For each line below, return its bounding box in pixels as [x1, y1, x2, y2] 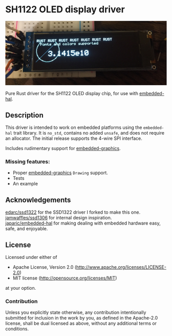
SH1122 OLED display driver [5, 4, 125, 15]
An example [12, 181, 38, 187]
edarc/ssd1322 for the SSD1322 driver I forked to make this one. [5, 209, 141, 215]
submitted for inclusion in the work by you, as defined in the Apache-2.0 [5, 315, 158, 321]
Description [5, 110, 44, 119]
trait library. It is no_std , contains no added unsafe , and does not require [13, 130, 165, 136]
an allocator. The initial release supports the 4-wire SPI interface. [5, 135, 142, 142]
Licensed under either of [5, 254, 57, 260]
